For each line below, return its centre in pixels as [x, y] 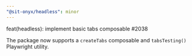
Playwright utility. [28, 46]
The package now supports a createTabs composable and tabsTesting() [96, 40]
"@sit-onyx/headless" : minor [43, 12]
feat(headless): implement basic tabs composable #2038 [77, 29]
